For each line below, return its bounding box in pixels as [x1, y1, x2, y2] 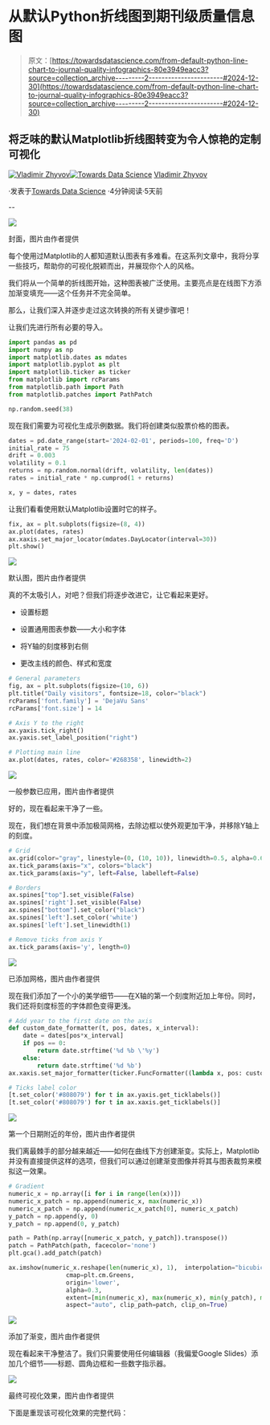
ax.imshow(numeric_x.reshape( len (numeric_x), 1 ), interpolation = [8, 1263, 235, 1271]
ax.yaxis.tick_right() [8, 727, 84, 735]
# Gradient [8, 1182, 45, 1190]
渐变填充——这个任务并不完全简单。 [14, 288, 135, 297]
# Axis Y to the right [8, 719, 84, 727]
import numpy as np [8, 346, 74, 354]
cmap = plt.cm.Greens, [65, 1271, 135, 1279]
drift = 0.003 [8, 452, 56, 460]
